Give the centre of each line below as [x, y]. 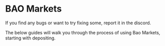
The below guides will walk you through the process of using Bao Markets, [83, 32]
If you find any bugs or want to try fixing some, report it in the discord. [78, 23]
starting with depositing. [31, 38]
